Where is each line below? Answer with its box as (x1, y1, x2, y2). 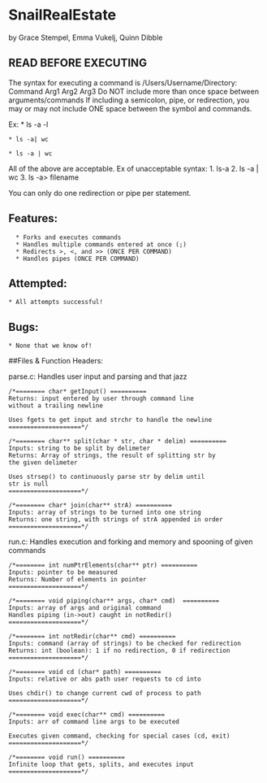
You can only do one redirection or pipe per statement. (8, 188, 192, 198)
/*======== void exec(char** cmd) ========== (8, 711, 165, 719)
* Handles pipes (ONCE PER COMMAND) (15, 254, 140, 263)
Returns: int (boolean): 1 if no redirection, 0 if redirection (8, 646, 230, 655)
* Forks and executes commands (15, 233, 122, 241)
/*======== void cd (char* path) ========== (8, 668, 161, 676)
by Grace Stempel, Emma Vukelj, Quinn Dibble (8, 33, 163, 42)
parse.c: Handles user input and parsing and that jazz (8, 372, 188, 381)
